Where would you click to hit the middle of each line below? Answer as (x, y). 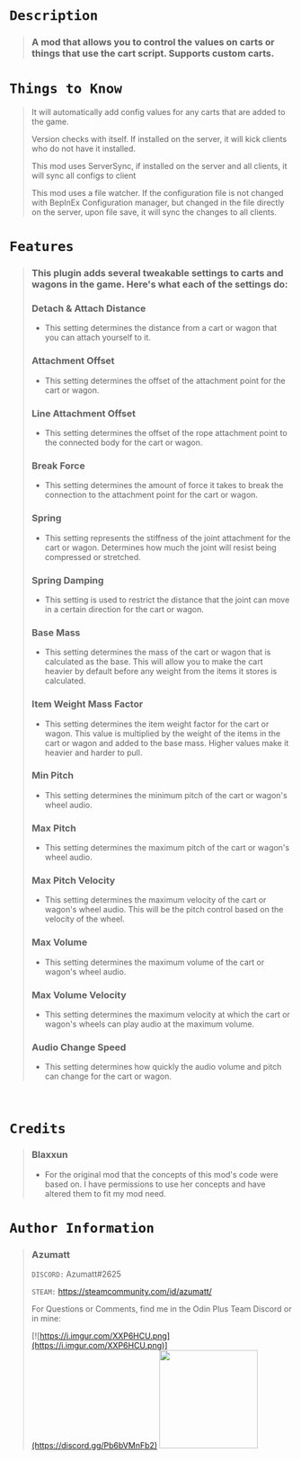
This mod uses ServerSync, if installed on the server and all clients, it (159, 166)
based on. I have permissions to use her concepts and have (155, 1184)
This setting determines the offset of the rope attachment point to (166, 433)
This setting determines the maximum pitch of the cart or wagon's (167, 848)
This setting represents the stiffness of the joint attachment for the (168, 538)
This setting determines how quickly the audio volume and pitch (163, 1067)
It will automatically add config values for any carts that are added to (158, 112)
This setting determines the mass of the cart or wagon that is (158, 652)
